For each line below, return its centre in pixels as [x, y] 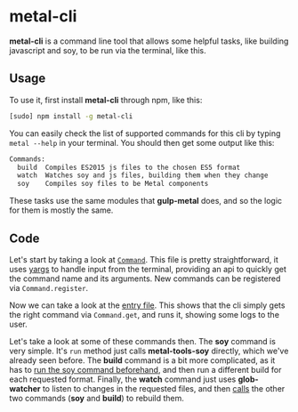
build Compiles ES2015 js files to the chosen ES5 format [129, 167]
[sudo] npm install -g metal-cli [71, 116]
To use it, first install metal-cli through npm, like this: [106, 100]
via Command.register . [49, 287]
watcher [25, 388]
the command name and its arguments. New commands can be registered [145, 279]
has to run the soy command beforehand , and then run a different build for [145, 369]
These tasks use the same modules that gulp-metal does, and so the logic [146, 201]
